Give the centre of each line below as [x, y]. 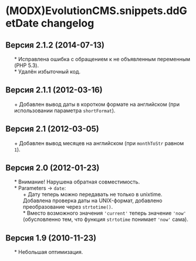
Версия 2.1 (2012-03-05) [52, 129]
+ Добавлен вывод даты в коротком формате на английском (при [97, 104]
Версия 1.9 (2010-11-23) [51, 238]
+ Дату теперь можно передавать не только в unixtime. [92, 195]
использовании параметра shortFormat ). [65, 111]
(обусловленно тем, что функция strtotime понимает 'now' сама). [105, 219]
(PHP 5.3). [26, 65]
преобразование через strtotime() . [68, 207]
